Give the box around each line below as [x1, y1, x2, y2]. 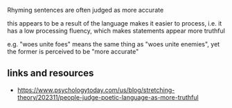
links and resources [7, 67, 94, 79]
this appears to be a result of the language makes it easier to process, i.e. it [7, 19, 222, 27]
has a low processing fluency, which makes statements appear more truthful [7, 27, 225, 35]
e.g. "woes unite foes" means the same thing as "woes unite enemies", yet [7, 40, 220, 48]
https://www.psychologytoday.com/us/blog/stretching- [17, 86, 175, 94]
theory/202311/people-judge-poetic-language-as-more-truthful [17, 93, 199, 101]
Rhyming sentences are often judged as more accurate [7, 6, 164, 14]
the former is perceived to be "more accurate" [7, 48, 139, 55]
